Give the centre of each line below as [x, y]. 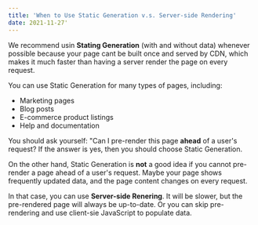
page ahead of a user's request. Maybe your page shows [129, 172]
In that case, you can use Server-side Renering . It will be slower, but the [125, 196]
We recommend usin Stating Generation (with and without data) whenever [129, 45]
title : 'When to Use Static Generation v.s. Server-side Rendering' [122, 15]
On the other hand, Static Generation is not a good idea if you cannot [120, 164]
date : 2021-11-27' [38, 23]
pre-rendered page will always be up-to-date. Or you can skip [109, 204]
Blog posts [37, 109]
